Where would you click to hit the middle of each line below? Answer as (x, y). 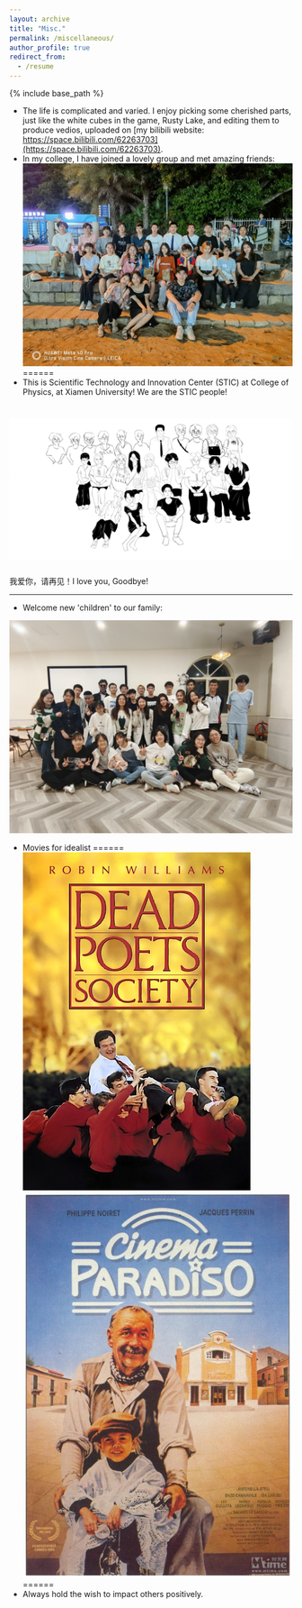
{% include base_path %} (57, 93)
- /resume (36, 67)
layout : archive (40, 19)
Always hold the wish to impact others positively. (113, 1594)
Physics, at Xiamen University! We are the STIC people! (124, 392)
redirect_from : (38, 57)
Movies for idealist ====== (73, 848)
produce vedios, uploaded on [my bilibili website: (113, 130)
